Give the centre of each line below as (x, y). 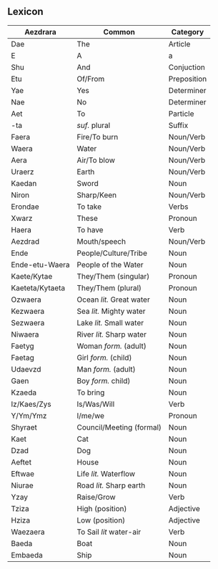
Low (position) (101, 520)
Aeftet (21, 462)
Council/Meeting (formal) (119, 427)
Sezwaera (28, 322)
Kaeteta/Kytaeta (38, 287)
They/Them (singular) (113, 276)
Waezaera (28, 532)
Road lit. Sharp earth (111, 485)
